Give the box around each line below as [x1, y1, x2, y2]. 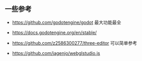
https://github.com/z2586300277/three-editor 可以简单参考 [12, 40, 137, 46]
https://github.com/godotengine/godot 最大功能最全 [12, 19, 122, 25]
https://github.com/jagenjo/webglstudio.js [12, 50, 100, 56]
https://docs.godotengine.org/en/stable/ [12, 29, 97, 36]
